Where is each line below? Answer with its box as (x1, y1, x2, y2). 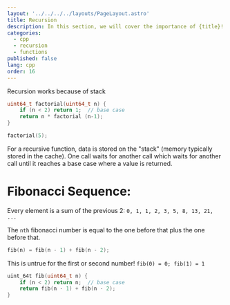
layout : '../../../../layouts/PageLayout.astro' (7, 10, 150, 17)
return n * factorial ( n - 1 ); (19, 113, 104, 120)
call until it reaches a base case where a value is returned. (7, 159, 173, 167)
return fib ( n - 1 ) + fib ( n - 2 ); (19, 285, 116, 293)
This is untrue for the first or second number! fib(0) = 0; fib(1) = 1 (7, 259, 205, 267)
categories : (7, 29, 41, 37)
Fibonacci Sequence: (7, 184, 131, 199)
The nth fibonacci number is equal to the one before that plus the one (7, 225, 205, 234)
